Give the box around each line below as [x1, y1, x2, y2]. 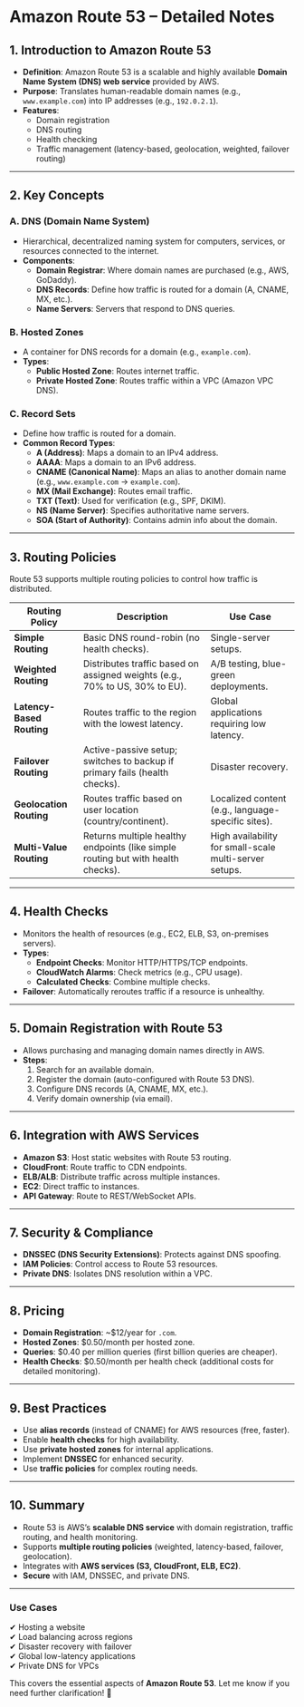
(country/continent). [82, 815, 169, 828]
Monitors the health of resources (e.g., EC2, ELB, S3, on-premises [22, 927, 270, 939]
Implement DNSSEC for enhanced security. [22, 1453, 184, 1464]
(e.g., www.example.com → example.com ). [35, 476, 181, 487]
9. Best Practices [9, 1401, 107, 1416]
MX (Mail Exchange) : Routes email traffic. [35, 486, 193, 497]
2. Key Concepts [9, 188, 105, 203]
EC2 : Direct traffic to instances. [22, 1180, 140, 1191]
